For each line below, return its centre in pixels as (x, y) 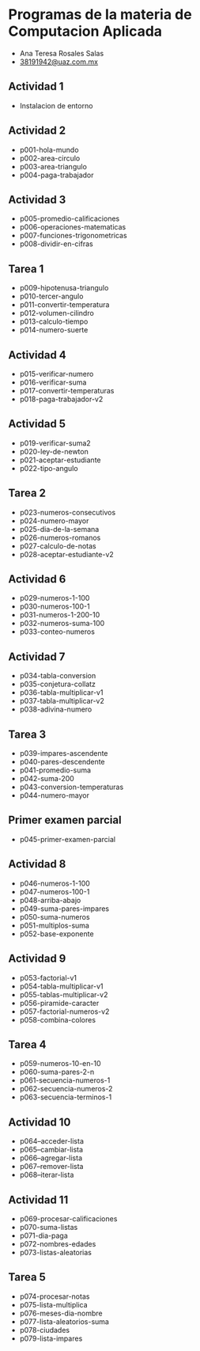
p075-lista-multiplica (54, 1304)
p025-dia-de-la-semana (59, 529)
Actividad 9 (37, 959)
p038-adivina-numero (56, 709)
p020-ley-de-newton (54, 451)
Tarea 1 (26, 269)
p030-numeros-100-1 (55, 606)
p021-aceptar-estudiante (60, 460)
